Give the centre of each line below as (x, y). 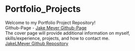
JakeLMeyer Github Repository (37, 43)
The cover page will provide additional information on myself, (68, 33)
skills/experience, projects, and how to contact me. (58, 38)
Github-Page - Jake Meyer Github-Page (46, 27)
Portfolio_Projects (43, 9)
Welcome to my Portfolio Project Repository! (50, 23)
